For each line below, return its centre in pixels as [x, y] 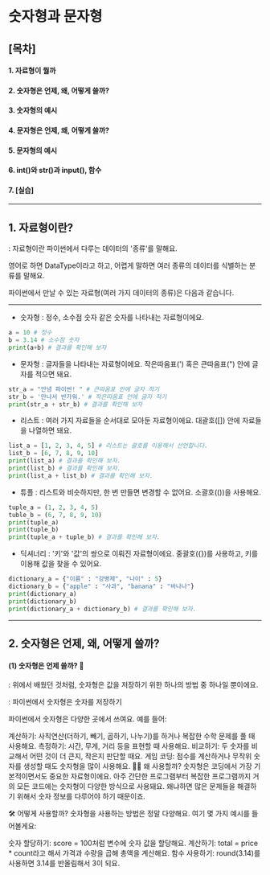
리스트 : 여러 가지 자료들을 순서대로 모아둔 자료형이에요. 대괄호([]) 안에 [130, 421]
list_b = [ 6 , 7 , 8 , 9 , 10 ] [53, 454]
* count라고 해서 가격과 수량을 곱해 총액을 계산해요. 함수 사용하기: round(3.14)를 [135, 853]
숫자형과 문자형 [55, 16]
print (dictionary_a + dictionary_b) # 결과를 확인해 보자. [102, 609]
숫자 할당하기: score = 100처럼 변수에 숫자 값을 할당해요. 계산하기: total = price [133, 843]
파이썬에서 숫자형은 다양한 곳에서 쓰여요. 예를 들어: [88, 719]
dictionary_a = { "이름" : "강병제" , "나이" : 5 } [85, 579]
